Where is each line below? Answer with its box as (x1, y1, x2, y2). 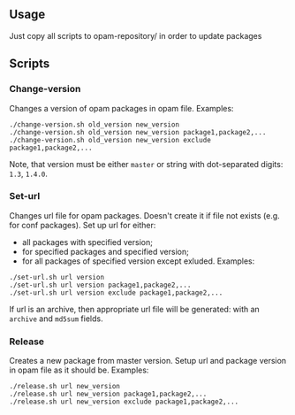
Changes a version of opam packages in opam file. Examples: (9, 103, 234, 113)
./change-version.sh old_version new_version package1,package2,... (9, 127, 267, 136)
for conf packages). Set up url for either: (9, 219, 156, 230)
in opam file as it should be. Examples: (9, 365, 149, 375)
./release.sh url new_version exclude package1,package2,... (9, 397, 239, 406)
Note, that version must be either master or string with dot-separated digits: (9, 158, 284, 169)
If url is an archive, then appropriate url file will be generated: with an (9, 304, 261, 314)
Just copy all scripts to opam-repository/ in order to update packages (9, 30, 262, 41)
